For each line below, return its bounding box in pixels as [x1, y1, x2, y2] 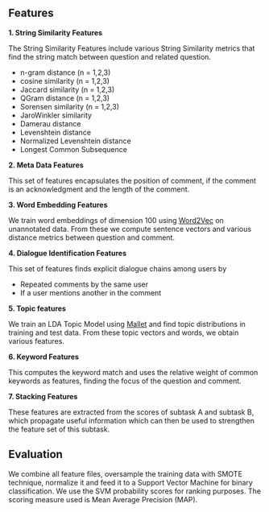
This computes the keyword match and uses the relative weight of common [8, 367, 259, 377]
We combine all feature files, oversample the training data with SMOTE [8, 469, 243, 478]
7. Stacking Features [8, 391, 78, 401]
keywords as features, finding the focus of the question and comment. [8, 376, 242, 386]
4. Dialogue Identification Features [8, 248, 127, 258]
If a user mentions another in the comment [19, 287, 162, 297]
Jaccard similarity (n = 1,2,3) [19, 85, 115, 94]
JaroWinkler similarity [19, 110, 93, 120]
